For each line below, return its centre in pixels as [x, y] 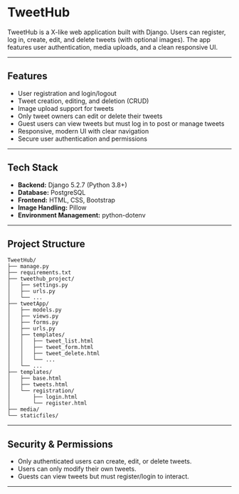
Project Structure [46, 243]
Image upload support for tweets [66, 108]
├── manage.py [28, 267]
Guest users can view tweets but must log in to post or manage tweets [121, 123]
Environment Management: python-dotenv [81, 215]
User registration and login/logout [67, 93]
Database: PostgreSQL [52, 192]
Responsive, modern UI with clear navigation [83, 131]
